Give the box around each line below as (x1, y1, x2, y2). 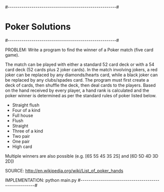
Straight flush (12, 102, 40, 108)
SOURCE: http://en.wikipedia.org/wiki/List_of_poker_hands (5, 168, 123, 173)
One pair (12, 138, 30, 144)
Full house (12, 112, 33, 118)
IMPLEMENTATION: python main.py (5, 177, 77, 183)
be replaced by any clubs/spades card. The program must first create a (5, 77, 149, 83)
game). (5, 52, 20, 58)
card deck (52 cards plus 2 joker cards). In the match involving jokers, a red (5, 66, 158, 72)
